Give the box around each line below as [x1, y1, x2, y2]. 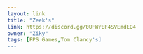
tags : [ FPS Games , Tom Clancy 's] [7, 36, 102, 43]
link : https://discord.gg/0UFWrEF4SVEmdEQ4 [7, 23, 137, 30]
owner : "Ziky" [7, 29, 49, 37]
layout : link [7, 10, 46, 18]
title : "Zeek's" [7, 17, 55, 24]
